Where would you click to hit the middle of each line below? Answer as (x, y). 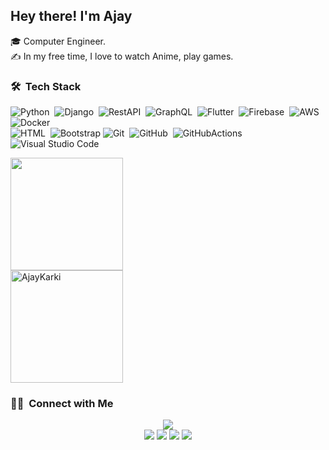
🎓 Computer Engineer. (58, 41)
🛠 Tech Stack (46, 86)
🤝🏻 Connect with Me (62, 404)
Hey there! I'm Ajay (71, 16)
